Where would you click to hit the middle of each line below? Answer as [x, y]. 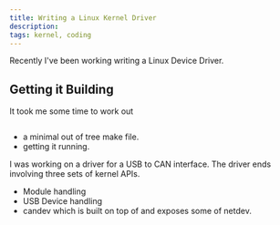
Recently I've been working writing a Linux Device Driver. [117, 61]
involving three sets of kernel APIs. [75, 174]
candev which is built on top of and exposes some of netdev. [137, 211]
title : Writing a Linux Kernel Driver [83, 18]
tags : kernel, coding [51, 35]
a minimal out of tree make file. [81, 137]
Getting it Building [62, 89]
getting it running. [56, 147]
